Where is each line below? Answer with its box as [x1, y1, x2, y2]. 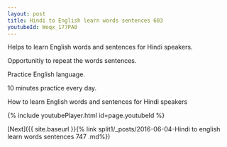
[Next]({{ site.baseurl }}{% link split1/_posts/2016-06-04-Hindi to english [7, 125, 221, 134]
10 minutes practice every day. [7, 84, 97, 93]
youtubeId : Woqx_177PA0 [7, 23, 78, 30]
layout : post [7, 10, 46, 18]
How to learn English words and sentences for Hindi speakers [7, 98, 188, 106]
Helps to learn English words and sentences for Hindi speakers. [7, 43, 193, 52]
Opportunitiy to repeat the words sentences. [7, 57, 137, 65]
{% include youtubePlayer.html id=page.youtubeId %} [7, 111, 165, 120]
